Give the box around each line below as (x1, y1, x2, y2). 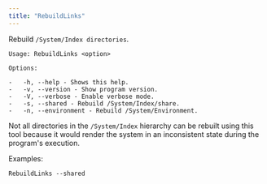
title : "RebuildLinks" (8, 11, 85, 20)
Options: (8, 64, 38, 72)
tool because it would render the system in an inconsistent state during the (8, 129, 260, 139)
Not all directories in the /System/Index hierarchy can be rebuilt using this (8, 121, 254, 131)
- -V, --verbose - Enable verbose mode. (8, 92, 155, 101)
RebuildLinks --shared (8, 169, 85, 178)
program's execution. (8, 138, 80, 148)
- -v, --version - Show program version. (8, 85, 159, 93)
